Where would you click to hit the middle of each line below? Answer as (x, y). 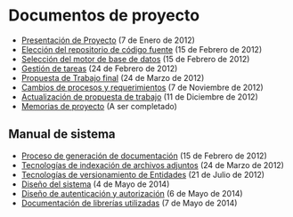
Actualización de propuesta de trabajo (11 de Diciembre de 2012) (140, 96)
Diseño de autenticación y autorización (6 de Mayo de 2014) (132, 193)
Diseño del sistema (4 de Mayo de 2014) (95, 184)
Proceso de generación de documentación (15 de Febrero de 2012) (144, 156)
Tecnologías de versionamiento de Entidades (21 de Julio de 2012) (142, 174)
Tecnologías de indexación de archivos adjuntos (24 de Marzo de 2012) (152, 165)
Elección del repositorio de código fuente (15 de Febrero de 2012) (142, 49)
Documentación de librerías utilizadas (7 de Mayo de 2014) (129, 203)
